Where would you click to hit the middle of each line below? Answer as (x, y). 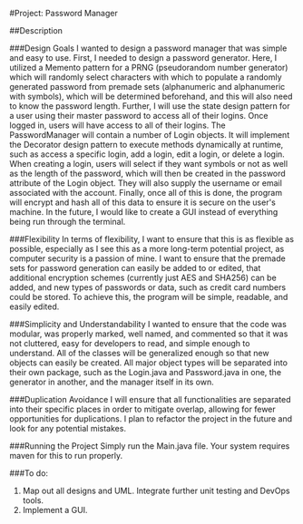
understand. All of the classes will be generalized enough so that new (139, 353)
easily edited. (34, 306)
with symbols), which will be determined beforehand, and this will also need (151, 96)
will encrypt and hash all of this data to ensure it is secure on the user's (143, 202)
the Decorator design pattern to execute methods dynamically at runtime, (147, 145)
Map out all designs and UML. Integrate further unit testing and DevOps (156, 490)
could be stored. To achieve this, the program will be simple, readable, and (149, 297)
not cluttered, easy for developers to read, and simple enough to (130, 343)
